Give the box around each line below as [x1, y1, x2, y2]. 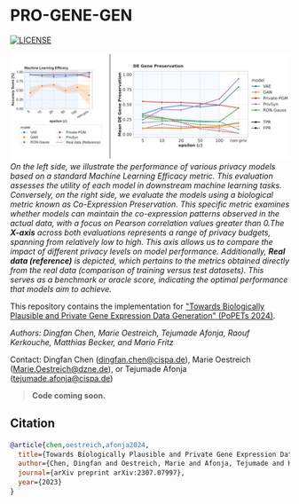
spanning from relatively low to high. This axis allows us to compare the [10, 236, 273, 247]
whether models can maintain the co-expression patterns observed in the [10, 208, 280, 218]
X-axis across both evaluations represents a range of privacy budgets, [10, 227, 271, 238]
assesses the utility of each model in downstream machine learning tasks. [10, 179, 282, 191]
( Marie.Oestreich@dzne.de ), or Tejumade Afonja [10, 363, 187, 374]
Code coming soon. [31, 390, 106, 400]
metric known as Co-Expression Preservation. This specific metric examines [10, 199, 290, 209]
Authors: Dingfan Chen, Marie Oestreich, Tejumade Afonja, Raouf [10, 327, 250, 338]
